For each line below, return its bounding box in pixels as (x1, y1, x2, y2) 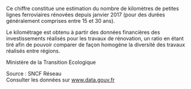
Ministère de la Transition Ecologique (6, 59, 96, 66)
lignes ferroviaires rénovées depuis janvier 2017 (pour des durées (6, 11, 165, 18)
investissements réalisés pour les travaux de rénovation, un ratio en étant (6, 35, 184, 42)
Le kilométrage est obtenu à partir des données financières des (6, 29, 160, 36)
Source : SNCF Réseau (6, 70, 62, 77)
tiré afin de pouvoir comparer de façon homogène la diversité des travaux (6, 41, 186, 48)
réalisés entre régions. (6, 47, 61, 54)
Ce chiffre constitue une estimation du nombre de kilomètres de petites (6, 5, 179, 12)
